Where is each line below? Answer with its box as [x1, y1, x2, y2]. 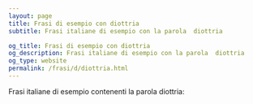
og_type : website [8, 57, 67, 65]
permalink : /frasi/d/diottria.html [8, 64, 129, 73]
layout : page [8, 11, 53, 20]
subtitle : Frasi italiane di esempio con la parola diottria [8, 27, 223, 35]
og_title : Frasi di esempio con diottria [8, 41, 151, 50]
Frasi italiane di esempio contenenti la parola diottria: [8, 86, 185, 96]
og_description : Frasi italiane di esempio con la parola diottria [8, 50, 245, 58]
